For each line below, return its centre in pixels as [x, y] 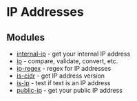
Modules [26, 37]
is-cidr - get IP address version [60, 76]
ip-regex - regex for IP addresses [64, 68]
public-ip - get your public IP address [70, 90]
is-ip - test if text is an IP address [63, 83]
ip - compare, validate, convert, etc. [67, 61]
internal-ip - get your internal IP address [73, 54]
